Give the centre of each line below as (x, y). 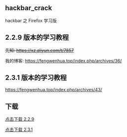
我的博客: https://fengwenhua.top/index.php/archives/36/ (63, 60)
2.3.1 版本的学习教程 (36, 78)
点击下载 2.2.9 (20, 119)
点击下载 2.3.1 (19, 130)
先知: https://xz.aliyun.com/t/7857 (40, 50)
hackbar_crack (29, 8)
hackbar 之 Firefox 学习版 (31, 20)
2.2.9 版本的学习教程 (37, 38)
